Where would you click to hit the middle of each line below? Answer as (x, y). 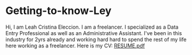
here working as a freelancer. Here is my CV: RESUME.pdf (75, 46)
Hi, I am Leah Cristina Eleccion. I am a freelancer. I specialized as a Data (92, 27)
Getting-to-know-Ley (59, 11)
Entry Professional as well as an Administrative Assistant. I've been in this (94, 33)
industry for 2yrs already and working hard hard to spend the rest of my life (96, 39)
